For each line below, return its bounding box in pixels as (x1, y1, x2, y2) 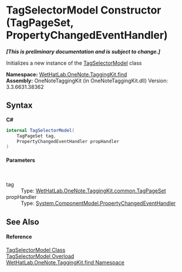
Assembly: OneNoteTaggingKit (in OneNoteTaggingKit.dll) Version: (6, 77, 168, 84)
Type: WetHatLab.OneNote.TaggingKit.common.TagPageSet (21, 187, 166, 194)
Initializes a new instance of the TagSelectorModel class (6, 59, 142, 67)
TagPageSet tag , (16, 133, 57, 139)
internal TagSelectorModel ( (6, 127, 75, 133)
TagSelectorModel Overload (6, 253, 75, 260)
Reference (6, 233, 32, 240)
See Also (6, 217, 39, 227)
